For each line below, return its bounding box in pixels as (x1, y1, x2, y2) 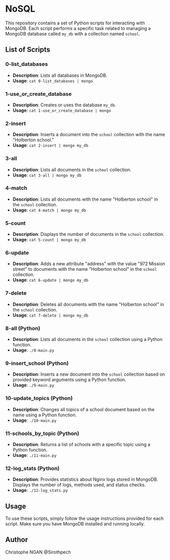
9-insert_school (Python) (5, 359, 69, 366)
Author (5, 536, 28, 544)
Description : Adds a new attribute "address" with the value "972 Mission (12, 261, 165, 267)
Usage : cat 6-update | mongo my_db (12, 277, 89, 283)
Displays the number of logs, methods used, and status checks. (12, 482, 146, 488)
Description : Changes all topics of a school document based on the (12, 406, 155, 412)
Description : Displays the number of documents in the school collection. (12, 231, 165, 237)
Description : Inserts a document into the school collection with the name (12, 132, 165, 138)
